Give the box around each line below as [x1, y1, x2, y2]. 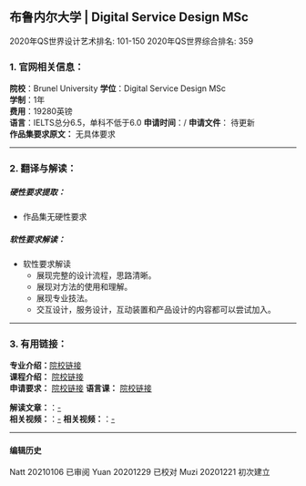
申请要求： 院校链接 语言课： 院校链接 [9, 383, 152, 394]
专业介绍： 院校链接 [9, 360, 82, 371]
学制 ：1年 [9, 95, 46, 106]
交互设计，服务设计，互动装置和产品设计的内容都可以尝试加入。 [36, 304, 276, 315]
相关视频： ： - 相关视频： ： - [9, 414, 116, 425]
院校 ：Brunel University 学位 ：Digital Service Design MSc [9, 83, 226, 94]
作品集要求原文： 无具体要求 [9, 129, 116, 140]
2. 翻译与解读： [9, 162, 77, 175]
